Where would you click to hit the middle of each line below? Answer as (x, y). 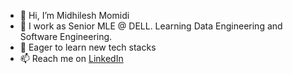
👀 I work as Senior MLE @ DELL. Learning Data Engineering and (151, 26)
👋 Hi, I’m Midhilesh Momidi (74, 15)
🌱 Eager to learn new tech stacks (88, 47)
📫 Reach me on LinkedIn (71, 58)
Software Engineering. (66, 36)
